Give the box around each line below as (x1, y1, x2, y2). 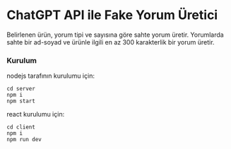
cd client (6, 124, 36, 131)
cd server (6, 85, 36, 93)
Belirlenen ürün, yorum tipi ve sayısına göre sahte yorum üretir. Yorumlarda (6, 30, 224, 39)
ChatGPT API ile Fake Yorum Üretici (6, 7, 218, 23)
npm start (6, 97, 36, 105)
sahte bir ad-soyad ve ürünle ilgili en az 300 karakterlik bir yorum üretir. (6, 37, 215, 46)
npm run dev (6, 136, 42, 143)
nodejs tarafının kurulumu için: (6, 71, 95, 81)
